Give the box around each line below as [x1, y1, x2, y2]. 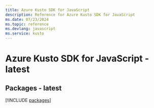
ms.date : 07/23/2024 [5, 17, 49, 22]
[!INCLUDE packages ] [5, 97, 51, 103]
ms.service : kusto [5, 31, 44, 36]
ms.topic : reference [5, 21, 49, 27]
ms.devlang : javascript [5, 26, 56, 31]
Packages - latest [5, 84, 62, 92]
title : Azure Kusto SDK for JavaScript [5, 7, 90, 13]
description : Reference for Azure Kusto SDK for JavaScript [5, 12, 136, 17]
